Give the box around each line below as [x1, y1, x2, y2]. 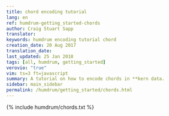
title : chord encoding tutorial [6, 8, 87, 15]
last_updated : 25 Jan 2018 [6, 53, 74, 60]
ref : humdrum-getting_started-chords [6, 20, 101, 26]
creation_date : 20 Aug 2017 [6, 43, 77, 49]
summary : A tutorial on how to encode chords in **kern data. [6, 76, 165, 82]
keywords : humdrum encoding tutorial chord [6, 37, 117, 43]
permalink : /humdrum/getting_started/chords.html [6, 87, 133, 93]
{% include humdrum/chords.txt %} [6, 103, 95, 111]
